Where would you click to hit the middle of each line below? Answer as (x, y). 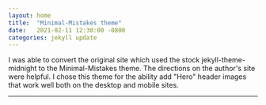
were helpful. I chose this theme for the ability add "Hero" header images (127, 77)
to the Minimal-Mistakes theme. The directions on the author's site (147, 69)
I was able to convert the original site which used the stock (104, 60)
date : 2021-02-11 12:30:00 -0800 (67, 30)
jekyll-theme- (223, 60)
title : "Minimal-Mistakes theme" (65, 23)
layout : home (30, 15)
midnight (23, 69)
